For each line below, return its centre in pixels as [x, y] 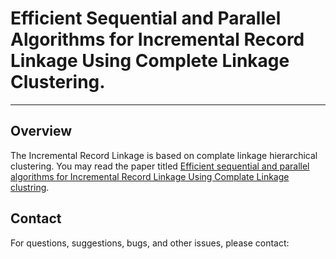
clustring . [30, 187]
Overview [41, 131]
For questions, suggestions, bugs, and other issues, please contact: [150, 243]
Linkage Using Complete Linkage [150, 61]
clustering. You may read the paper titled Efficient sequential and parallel [160, 166]
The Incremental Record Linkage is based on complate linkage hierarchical [164, 155]
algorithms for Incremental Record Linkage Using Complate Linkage [150, 176]
